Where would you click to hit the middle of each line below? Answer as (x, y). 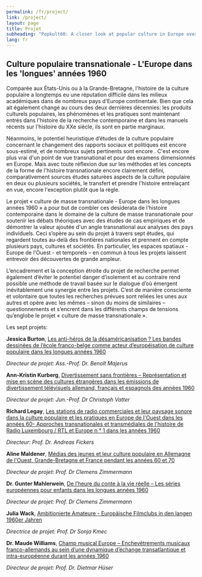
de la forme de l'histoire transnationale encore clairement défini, (86, 170)
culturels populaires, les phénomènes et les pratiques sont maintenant (93, 114)
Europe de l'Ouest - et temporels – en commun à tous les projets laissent (96, 252)
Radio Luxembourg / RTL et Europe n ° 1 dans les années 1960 (83, 430)
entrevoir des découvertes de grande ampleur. (64, 259)
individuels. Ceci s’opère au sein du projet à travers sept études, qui (90, 233)
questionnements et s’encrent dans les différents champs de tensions (92, 309)
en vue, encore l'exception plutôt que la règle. (63, 189)
